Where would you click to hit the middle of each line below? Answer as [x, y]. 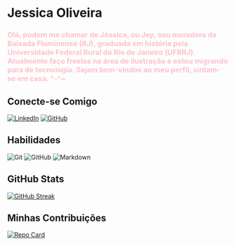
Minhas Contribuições [57, 218]
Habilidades [34, 141]
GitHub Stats [36, 179]
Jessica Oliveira [55, 13]
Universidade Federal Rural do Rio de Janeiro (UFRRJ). [101, 53]
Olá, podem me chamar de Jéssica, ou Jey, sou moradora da [112, 35]
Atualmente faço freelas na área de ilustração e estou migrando [118, 61]
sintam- [207, 70]
